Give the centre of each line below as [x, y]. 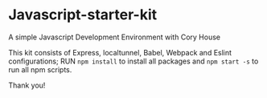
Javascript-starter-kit [83, 15]
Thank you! [27, 85]
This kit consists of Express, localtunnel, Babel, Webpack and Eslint [120, 52]
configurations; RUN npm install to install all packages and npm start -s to [133, 61]
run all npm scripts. [40, 69]
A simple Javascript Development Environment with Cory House [115, 37]
